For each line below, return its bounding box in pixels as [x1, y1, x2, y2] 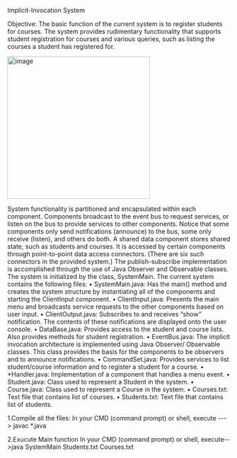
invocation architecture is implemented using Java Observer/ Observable [7, 340, 221, 348]
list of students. [7, 400, 53, 408]
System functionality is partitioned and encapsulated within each [7, 205, 197, 213]
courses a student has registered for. [7, 42, 115, 50]
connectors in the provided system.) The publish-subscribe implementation [7, 258, 228, 265]
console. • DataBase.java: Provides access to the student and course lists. [7, 325, 224, 333]
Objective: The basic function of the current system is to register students [7, 20, 223, 28]
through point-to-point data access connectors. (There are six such [7, 250, 204, 258]
